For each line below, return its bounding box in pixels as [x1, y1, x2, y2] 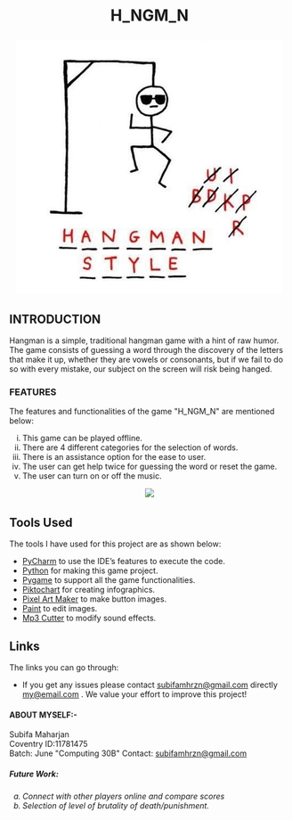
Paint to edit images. [21, 603, 98, 614]
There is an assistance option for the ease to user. [21, 452, 207, 463]
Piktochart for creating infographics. [21, 585, 156, 595]
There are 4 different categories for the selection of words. [21, 442, 239, 453]
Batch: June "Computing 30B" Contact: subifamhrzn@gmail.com [9, 748, 247, 758]
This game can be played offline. [21, 433, 142, 444]
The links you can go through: [9, 661, 119, 673]
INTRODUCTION [9, 311, 101, 326]
